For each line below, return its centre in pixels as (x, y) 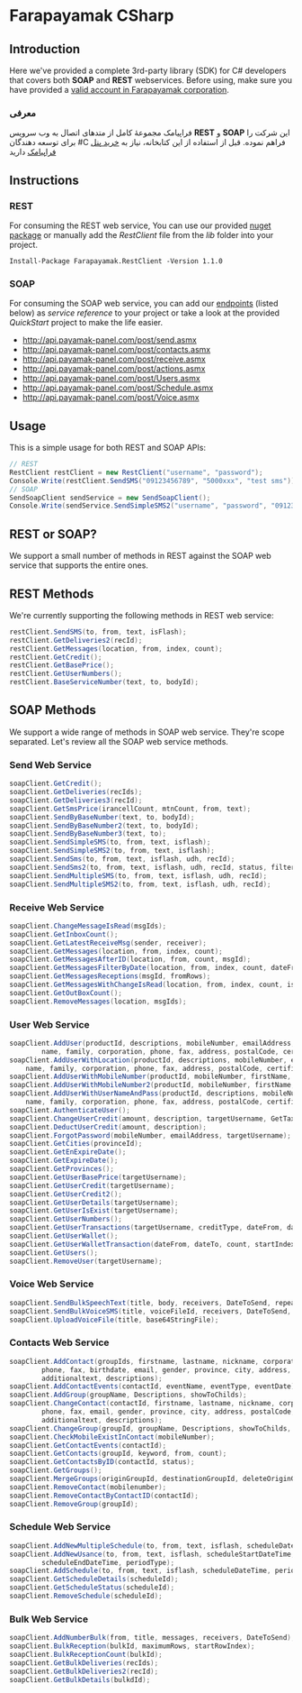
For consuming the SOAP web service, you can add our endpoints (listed (144, 304)
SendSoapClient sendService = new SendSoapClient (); (110, 498)
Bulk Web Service (49, 1619)
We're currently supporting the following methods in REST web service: (142, 615)
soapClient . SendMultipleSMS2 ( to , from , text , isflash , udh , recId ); (140, 884)
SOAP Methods (53, 710)
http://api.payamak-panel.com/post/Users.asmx (111, 379)
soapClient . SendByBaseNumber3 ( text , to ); (88, 834)
